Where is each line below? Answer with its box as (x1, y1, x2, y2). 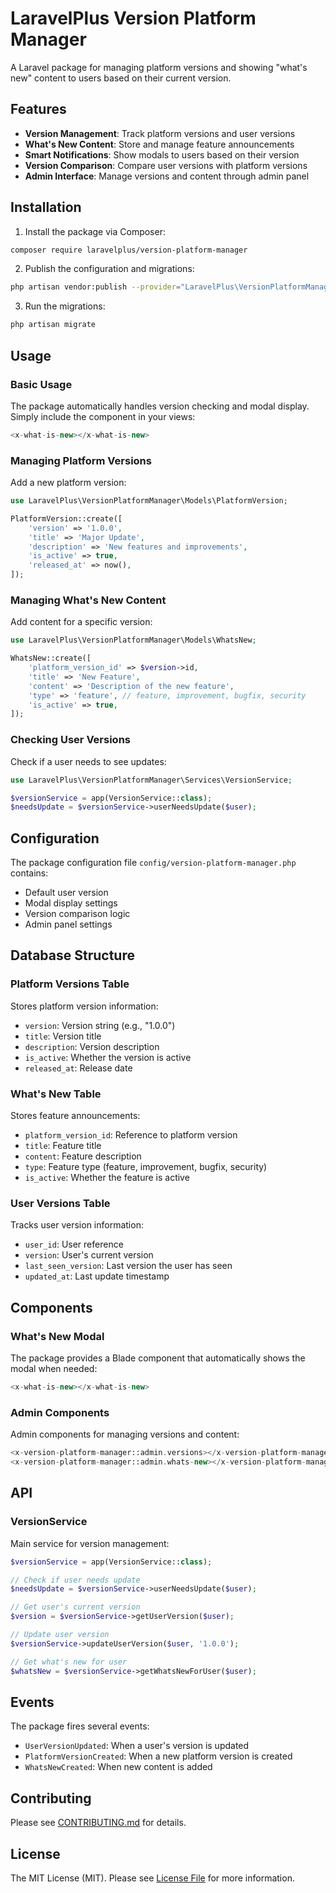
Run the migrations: (24, 300, 106, 312)
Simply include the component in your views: (10, 410, 196, 422)
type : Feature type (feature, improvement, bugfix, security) (24, 1161, 268, 1173)
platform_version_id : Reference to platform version (24, 1129, 238, 1141)
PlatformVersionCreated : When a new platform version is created (24, 1750, 293, 1762)
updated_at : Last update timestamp (24, 1270, 170, 1282)
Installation (10, 199, 82, 216)
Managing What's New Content (10, 593, 167, 607)
